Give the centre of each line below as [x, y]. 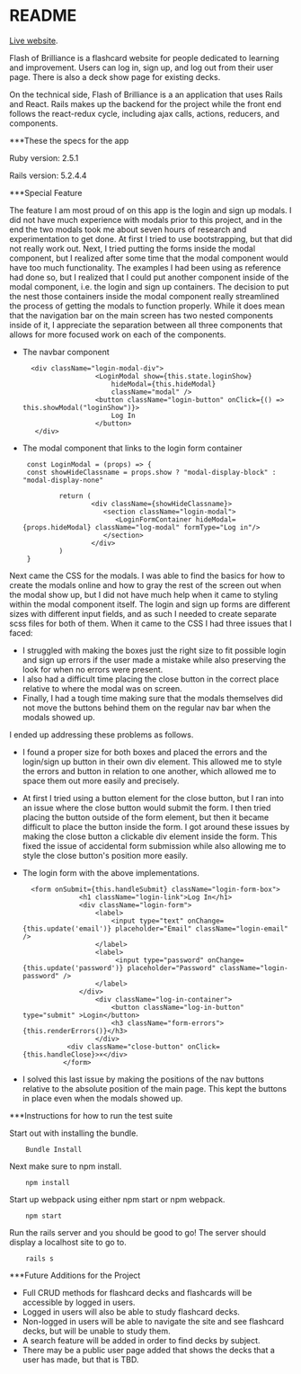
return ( [75, 495]
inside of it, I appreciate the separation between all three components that [146, 325]
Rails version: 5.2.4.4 [48, 175]
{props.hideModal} [57, 527]
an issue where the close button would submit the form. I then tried [146, 807]
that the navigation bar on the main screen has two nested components [142, 315]
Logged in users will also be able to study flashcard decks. [131, 1312]
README [43, 16]
